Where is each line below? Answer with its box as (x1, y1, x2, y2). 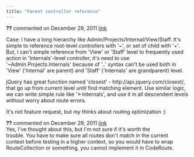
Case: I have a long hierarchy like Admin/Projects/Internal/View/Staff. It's (6, 36, 181, 43)
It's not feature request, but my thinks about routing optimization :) (6, 108, 167, 115)
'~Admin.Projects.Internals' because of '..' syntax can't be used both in (6, 61, 176, 68)
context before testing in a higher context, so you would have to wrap (6, 138, 174, 145)
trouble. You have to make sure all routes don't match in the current (6, 132, 168, 139)
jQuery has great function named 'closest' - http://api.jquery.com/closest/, (6, 78, 185, 85)
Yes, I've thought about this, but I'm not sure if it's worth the (6, 125, 151, 132)
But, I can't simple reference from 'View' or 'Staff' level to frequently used (6, 48, 184, 55)
